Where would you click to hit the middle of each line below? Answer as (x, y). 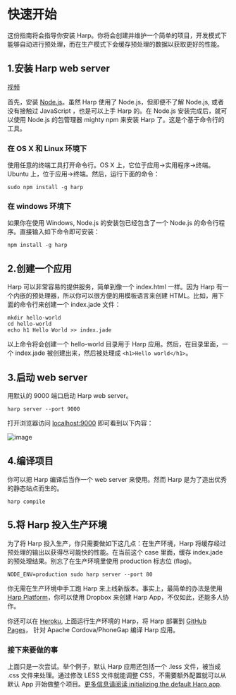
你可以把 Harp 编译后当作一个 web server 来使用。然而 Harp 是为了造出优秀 (117, 479)
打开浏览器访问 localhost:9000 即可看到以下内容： (80, 423)
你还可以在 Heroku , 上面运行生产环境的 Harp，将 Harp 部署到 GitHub (107, 621)
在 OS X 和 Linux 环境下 (47, 148)
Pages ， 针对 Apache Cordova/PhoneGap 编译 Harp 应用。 (93, 629)
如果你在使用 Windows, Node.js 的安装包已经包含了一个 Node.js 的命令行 (113, 223)
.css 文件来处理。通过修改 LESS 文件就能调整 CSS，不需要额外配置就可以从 (117, 675)
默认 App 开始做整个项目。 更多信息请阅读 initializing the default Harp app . (114, 684)
